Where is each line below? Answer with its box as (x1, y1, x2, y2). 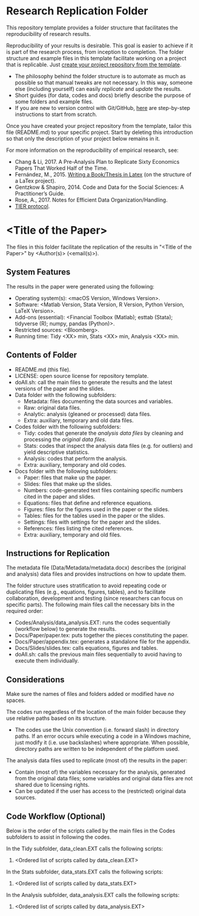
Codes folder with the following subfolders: (14, 423, 121, 430)
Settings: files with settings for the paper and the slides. (23, 518, 161, 526)
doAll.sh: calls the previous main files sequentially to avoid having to (14, 651, 182, 658)
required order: (6, 607, 43, 615)
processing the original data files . (23, 435, 107, 443)
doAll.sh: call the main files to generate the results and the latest (14, 378, 173, 386)
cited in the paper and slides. (23, 493, 95, 500)
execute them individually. (14, 657, 79, 664)
